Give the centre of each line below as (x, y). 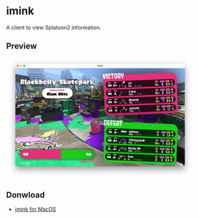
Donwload (26, 195)
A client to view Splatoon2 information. (54, 27)
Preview (22, 46)
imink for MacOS (35, 209)
